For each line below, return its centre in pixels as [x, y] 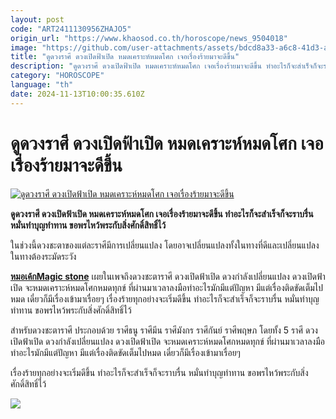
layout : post [37, 19]
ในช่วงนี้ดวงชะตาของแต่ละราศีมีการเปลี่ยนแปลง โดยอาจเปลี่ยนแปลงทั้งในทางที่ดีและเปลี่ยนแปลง [165, 245]
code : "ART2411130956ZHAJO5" [71, 29]
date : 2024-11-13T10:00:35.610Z [77, 94]
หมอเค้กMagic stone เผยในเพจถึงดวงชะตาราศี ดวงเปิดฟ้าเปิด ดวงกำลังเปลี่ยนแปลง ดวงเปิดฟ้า [168, 276]
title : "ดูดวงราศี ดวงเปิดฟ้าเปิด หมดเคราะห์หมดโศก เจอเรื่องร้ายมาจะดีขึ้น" [125, 57]
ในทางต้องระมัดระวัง [43, 256]
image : [24, 47]
